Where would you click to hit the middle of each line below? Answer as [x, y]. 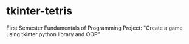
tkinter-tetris [40, 11]
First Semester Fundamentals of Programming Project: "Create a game [95, 28]
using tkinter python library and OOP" [53, 34]
